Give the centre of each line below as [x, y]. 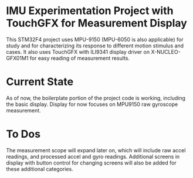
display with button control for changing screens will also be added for [92, 163]
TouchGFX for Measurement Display [97, 23]
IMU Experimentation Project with [90, 11]
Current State [40, 82]
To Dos [23, 134]
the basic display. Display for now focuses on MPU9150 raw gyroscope [92, 104]
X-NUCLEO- [166, 52]
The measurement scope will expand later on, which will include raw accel [96, 150]
